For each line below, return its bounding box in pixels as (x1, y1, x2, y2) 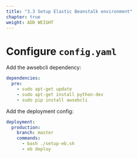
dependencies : (6, 75, 41, 81)
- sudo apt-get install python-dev (16, 91, 104, 97)
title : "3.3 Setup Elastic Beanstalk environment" (6, 8, 133, 15)
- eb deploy (21, 146, 51, 152)
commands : (16, 135, 41, 141)
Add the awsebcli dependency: (6, 64, 82, 71)
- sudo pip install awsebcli (16, 97, 88, 103)
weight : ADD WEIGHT (6, 19, 54, 25)
